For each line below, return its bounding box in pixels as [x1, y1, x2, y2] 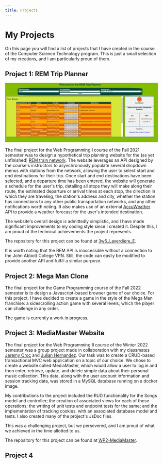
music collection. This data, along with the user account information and [5, 373, 149, 378]
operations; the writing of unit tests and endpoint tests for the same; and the [5, 403, 158, 409]
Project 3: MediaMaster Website [5, 329, 105, 337]
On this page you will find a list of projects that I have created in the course [5, 45, 155, 51]
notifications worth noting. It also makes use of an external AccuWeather [5, 204, 151, 210]
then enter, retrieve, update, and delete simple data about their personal [5, 367, 149, 374]
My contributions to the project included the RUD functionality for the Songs [5, 393, 157, 398]
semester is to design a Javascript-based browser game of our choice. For [5, 290, 154, 296]
